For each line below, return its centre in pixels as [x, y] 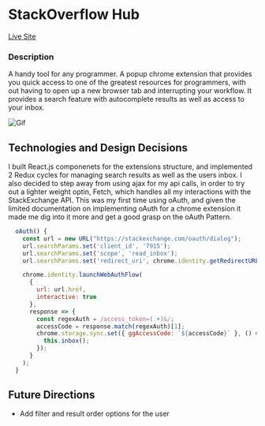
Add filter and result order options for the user [94, 414]
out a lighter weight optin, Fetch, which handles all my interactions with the [130, 192]
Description [31, 57]
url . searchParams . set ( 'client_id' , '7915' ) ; [97, 246]
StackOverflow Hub [74, 15]
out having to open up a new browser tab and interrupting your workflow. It [130, 91]
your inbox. [26, 107]
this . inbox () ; [66, 341]
